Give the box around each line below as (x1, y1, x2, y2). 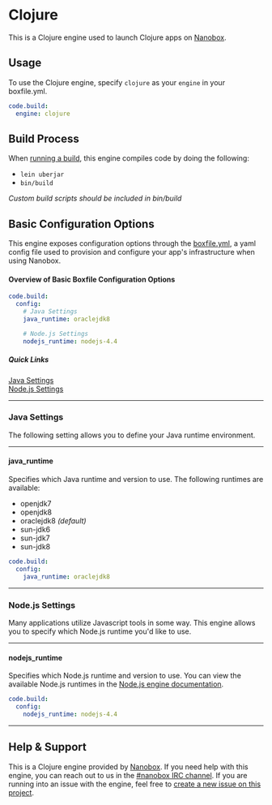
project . (8, 787, 35, 797)
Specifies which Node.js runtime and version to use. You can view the (8, 671, 241, 681)
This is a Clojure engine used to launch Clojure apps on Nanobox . (8, 32, 227, 42)
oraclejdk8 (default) (19, 516, 87, 526)
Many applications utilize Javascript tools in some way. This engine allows (8, 618, 256, 627)
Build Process (8, 131, 79, 145)
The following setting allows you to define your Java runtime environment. (8, 430, 256, 440)
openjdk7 (19, 499, 52, 509)
